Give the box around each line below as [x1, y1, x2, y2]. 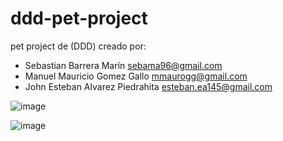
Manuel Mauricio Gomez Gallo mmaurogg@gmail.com [24, 70, 248, 82]
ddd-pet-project [10, 7, 148, 30]
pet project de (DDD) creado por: [10, 40, 147, 52]
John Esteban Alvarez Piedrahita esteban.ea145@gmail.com [24, 80, 273, 92]
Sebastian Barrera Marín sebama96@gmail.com [24, 59, 223, 71]
